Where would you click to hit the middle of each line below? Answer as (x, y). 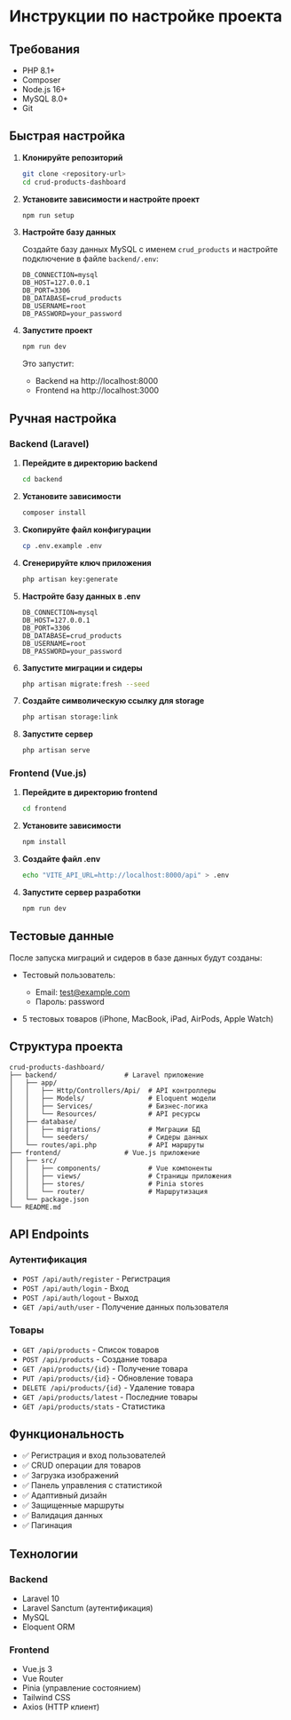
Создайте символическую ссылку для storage (113, 701)
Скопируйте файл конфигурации (87, 530)
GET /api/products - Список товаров (90, 1350)
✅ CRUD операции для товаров (82, 1465)
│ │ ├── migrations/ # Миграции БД (105, 1129)
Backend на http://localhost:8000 (97, 381)
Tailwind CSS (46, 1698)
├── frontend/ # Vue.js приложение (105, 1152)
